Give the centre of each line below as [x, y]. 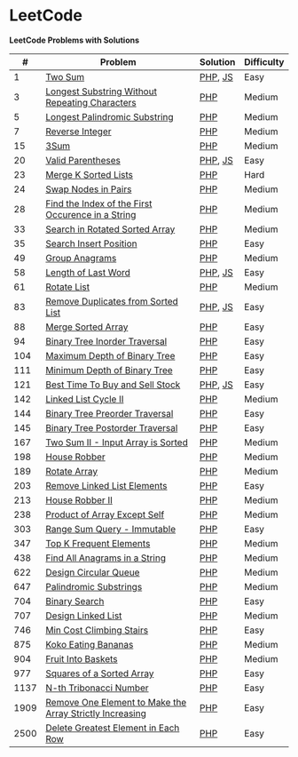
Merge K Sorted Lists [90, 174]
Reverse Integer [78, 131]
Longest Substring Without [102, 92]
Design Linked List [84, 616]
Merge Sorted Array [87, 327]
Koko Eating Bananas [90, 644]
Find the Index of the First [99, 203]
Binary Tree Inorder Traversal [106, 341]
